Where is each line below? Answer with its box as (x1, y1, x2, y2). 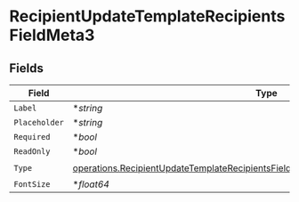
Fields (9, 61, 44, 76)
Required (13, 132, 51, 141)
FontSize (13, 180, 51, 189)
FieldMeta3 (9, 25, 95, 45)
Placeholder (13, 117, 65, 127)
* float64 (72, 178, 109, 190)
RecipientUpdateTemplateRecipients (9, 6, 286, 27)
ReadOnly (13, 147, 51, 157)
